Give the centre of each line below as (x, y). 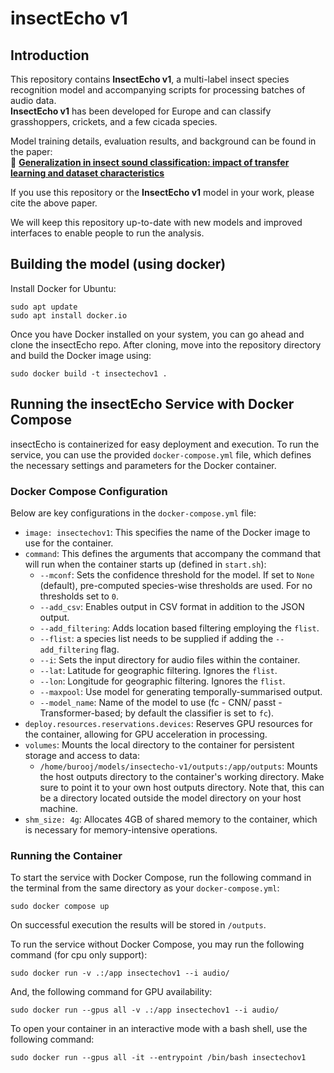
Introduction (50, 55)
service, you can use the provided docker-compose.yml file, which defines (161, 454)
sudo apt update (44, 307)
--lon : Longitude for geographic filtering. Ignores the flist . (162, 681)
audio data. (33, 100)
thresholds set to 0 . (79, 596)
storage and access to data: (82, 755)
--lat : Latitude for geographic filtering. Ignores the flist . (158, 670)
